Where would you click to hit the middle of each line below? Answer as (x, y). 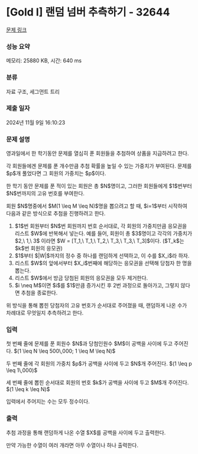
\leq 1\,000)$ (22, 370)
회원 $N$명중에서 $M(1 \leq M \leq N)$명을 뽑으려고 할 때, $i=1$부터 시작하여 (97, 206)
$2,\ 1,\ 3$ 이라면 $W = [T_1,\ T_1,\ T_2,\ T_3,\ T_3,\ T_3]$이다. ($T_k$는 (99, 241)
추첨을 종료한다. (39, 293)
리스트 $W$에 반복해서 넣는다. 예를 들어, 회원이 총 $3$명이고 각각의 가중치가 (103, 234)
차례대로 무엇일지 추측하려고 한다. (45, 313)
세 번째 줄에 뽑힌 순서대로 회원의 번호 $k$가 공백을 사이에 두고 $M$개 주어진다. (98, 383)
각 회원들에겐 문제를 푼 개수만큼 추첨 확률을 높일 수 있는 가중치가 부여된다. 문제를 (99, 166)
